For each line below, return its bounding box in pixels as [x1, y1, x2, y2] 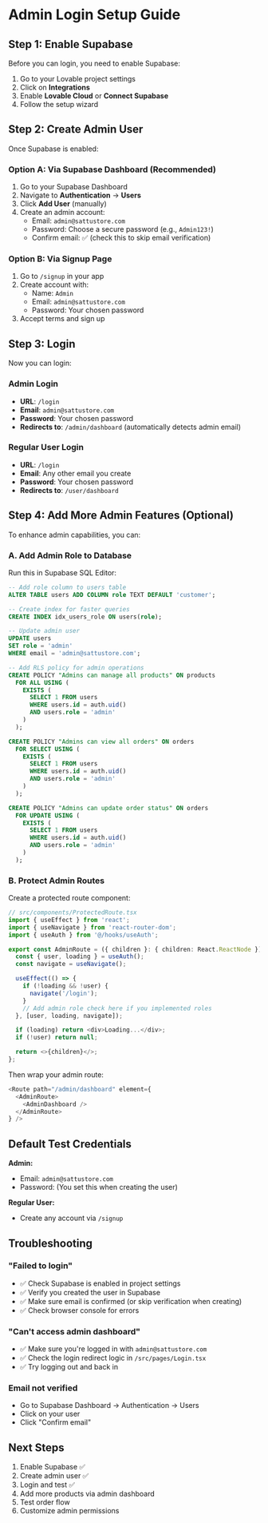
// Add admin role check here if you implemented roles [22, 1004, 213, 1012]
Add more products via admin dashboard [19, 1489, 155, 1499]
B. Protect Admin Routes [8, 875, 105, 886]
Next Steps [8, 1441, 65, 1454]
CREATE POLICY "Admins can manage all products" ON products [8, 671, 216, 679]
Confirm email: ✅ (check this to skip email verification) [31, 233, 211, 243]
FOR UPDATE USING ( [15, 811, 81, 820]
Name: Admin [31, 288, 74, 298]
